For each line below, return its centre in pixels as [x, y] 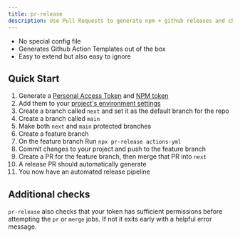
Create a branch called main [59, 119]
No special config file [49, 41]
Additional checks [49, 194]
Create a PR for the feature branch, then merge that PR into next [113, 157]
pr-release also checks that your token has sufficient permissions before [115, 212]
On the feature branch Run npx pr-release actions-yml [100, 142]
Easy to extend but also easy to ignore [74, 56]
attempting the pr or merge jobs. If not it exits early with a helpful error [110, 219]
